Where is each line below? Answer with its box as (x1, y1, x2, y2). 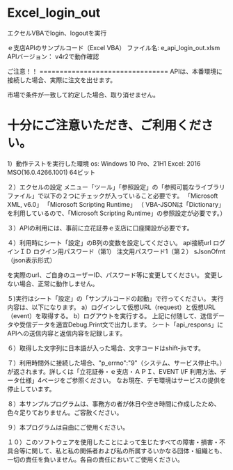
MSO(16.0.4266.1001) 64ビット (7, 168, 96, 176)
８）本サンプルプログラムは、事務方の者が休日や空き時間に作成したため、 (7, 399, 220, 408)
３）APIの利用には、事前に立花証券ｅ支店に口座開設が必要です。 (7, 224, 193, 232)
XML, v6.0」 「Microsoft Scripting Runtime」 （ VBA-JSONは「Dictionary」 (7, 200, 225, 208)
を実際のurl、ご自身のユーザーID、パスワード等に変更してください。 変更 (7, 270, 217, 279)
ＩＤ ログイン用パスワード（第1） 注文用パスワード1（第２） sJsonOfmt (19, 247, 226, 256)
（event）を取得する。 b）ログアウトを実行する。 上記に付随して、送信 (7, 311, 213, 320)
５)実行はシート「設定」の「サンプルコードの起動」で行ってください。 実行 (7, 294, 224, 302)
